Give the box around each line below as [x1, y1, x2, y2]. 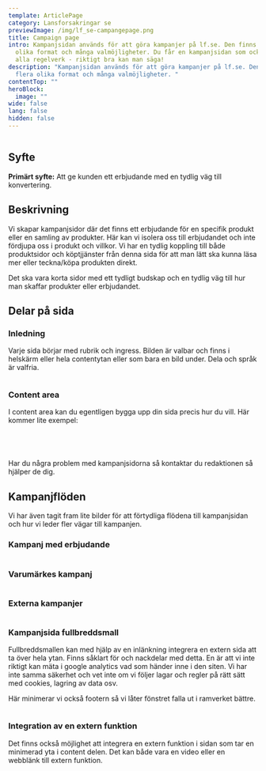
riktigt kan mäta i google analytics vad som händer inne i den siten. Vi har [8, 662, 248, 671]
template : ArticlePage [8, 11, 83, 20]
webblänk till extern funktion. [8, 755, 103, 765]
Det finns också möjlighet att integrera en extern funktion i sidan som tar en [8, 739, 255, 748]
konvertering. [8, 180, 52, 190]
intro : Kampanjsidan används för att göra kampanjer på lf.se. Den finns [8, 41, 257, 49]
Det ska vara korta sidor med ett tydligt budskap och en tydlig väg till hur [8, 273, 246, 282]
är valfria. [8, 363, 40, 372]
